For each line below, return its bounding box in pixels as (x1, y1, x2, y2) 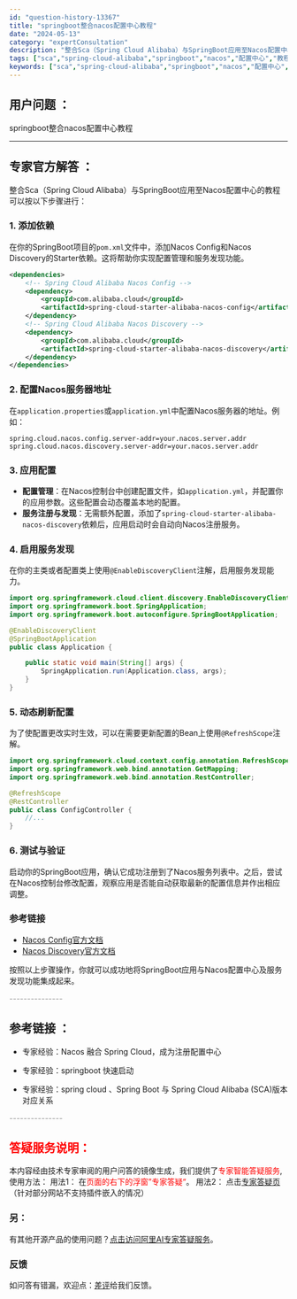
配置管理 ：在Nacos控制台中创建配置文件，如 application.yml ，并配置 (21, 485, 276, 496)
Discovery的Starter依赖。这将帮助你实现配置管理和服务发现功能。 (9, 252, 249, 263)
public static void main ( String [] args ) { (25, 659, 184, 668)
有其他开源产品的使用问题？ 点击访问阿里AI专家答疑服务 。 (9, 1233, 218, 1244)
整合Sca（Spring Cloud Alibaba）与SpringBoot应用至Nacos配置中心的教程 (9, 184, 281, 195)
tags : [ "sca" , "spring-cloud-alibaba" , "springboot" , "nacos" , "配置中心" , (9, 54, 274, 63)
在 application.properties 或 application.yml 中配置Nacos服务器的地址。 (9, 405, 272, 416)
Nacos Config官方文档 (21, 934, 103, 945)
